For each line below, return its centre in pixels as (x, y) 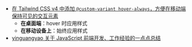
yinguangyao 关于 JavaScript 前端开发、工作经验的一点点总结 (86, 38)
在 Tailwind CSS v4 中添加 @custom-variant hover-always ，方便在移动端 (99, 9)
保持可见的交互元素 (35, 16)
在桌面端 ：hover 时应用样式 (54, 23)
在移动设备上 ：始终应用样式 (54, 31)
